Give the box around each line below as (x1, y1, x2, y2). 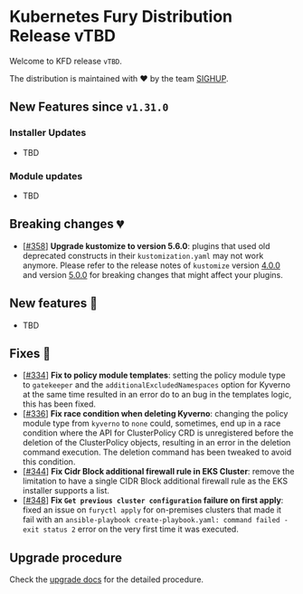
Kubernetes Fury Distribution (9, 6, 233, 27)
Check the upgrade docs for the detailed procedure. (9, 574, 204, 585)
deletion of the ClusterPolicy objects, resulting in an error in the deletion (22, 437, 291, 448)
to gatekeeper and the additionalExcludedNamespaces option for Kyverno (22, 379, 291, 390)
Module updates (9, 169, 83, 182)
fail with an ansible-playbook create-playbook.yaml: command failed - (22, 514, 289, 525)
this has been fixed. (22, 398, 97, 409)
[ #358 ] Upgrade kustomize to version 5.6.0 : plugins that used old (22, 240, 270, 251)
